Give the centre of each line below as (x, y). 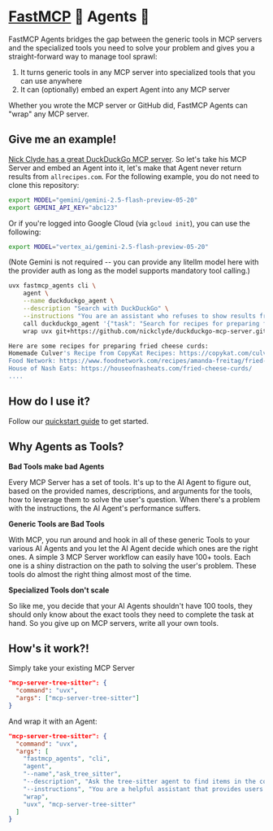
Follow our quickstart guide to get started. (78, 421)
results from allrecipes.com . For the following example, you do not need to (134, 176)
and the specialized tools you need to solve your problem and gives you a (132, 47)
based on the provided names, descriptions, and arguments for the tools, (131, 491)
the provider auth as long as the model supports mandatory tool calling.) (129, 271)
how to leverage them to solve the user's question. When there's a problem (134, 499)
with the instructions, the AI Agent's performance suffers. (105, 508)
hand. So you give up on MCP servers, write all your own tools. (114, 623)
